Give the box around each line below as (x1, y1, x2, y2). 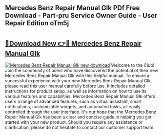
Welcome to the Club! (111, 62, 155, 68)
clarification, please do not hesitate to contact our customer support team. (5, 124, 155, 130)
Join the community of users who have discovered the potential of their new (5, 68, 159, 73)
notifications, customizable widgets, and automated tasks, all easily (5, 104, 141, 109)
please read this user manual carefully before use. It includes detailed (5, 83, 145, 89)
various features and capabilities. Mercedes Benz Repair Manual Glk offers (5, 94, 156, 99)
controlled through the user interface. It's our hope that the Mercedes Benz (5, 109, 157, 115)
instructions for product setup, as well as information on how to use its (5, 88, 147, 94)
